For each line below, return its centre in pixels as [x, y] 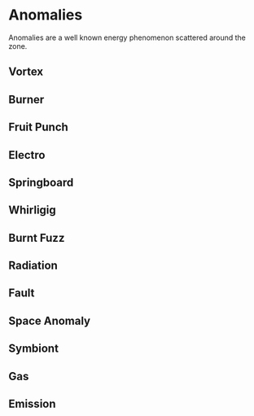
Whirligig [33, 210]
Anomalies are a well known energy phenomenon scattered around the [127, 37]
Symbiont [34, 349]
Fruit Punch [39, 127]
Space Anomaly [50, 320]
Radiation [33, 266]
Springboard [41, 182]
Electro [27, 155]
